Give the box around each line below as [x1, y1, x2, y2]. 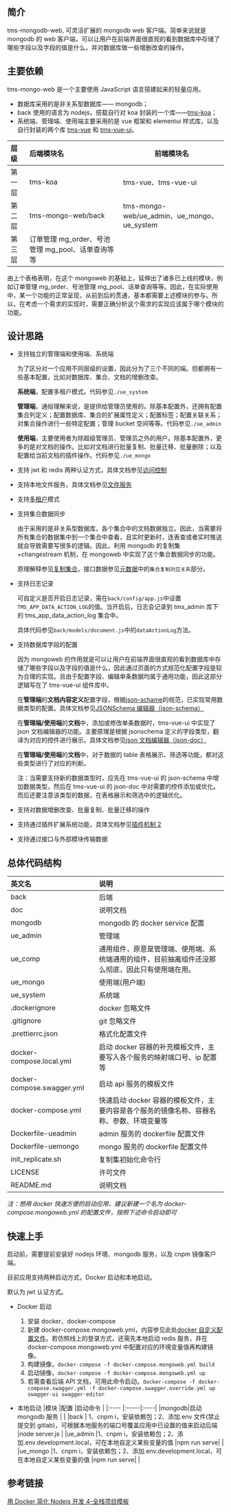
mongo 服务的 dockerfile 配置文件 [98, 1142, 208, 1151]
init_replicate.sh [10, 1155, 62, 1164]
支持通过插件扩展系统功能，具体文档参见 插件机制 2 [16, 820, 162, 829]
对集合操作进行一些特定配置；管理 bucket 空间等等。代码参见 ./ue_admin [16, 419, 222, 428]
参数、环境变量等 [112, 1116, 168, 1126]
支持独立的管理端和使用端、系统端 [16, 350, 114, 358]
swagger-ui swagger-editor [27, 1391, 105, 1398]
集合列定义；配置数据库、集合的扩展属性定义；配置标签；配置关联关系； [16, 411, 222, 419]
